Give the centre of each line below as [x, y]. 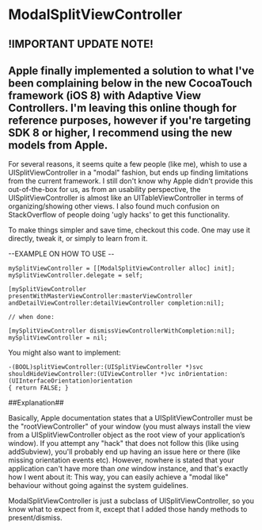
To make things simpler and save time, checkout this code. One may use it [129, 230]
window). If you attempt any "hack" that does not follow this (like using [123, 444]
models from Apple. [58, 145]
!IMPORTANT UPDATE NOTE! [81, 44]
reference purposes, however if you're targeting [129, 120]
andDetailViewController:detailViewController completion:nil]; [116, 303]
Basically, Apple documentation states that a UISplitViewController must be [131, 418]
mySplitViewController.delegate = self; [76, 275]
